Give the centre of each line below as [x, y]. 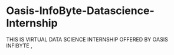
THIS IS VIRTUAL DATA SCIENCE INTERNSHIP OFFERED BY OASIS [87, 39]
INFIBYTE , [19, 46]
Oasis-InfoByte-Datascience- [80, 11]
